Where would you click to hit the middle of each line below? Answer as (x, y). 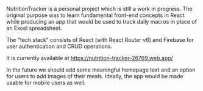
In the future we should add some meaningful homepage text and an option (101, 70)
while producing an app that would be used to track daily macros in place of (101, 22)
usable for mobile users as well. (46, 83)
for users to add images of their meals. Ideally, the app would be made (95, 76)
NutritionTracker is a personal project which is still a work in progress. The (100, 9)
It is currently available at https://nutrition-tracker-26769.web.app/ (90, 58)
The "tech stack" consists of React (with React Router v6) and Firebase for (100, 40)
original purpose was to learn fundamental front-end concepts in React (95, 15)
